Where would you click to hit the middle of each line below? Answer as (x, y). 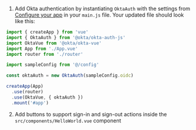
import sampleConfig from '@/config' (53, 65)
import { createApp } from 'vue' (47, 32)
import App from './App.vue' (42, 49)
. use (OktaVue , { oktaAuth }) (47, 97)
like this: (25, 21)
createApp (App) (25, 86)
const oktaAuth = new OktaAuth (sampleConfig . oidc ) (70, 76)
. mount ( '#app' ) (30, 103)
